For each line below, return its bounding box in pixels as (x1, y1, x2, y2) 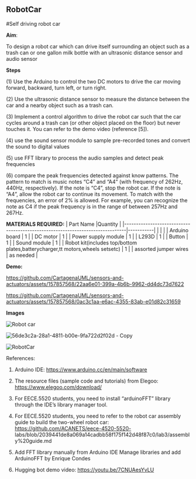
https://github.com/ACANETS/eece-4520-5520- (14, 425, 132, 432)
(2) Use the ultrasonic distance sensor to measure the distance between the (6, 95, 190, 102)
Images (6, 309, 25, 316)
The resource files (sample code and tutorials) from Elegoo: (14, 377, 159, 384)
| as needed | (6, 251, 38, 259)
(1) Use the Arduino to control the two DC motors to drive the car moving (6, 78, 181, 85)
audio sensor (6, 55, 38, 62)
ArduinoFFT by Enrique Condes (14, 454, 91, 461)
